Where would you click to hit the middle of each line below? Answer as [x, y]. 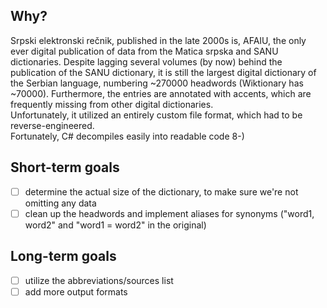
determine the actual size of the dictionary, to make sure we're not [161, 191]
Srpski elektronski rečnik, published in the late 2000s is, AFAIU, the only [158, 40]
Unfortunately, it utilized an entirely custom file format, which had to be [156, 115]
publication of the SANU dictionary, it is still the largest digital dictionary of [163, 72]
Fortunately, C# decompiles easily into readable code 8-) [127, 136]
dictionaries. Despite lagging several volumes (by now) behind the [146, 61]
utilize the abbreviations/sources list [99, 280]
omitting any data [60, 203]
